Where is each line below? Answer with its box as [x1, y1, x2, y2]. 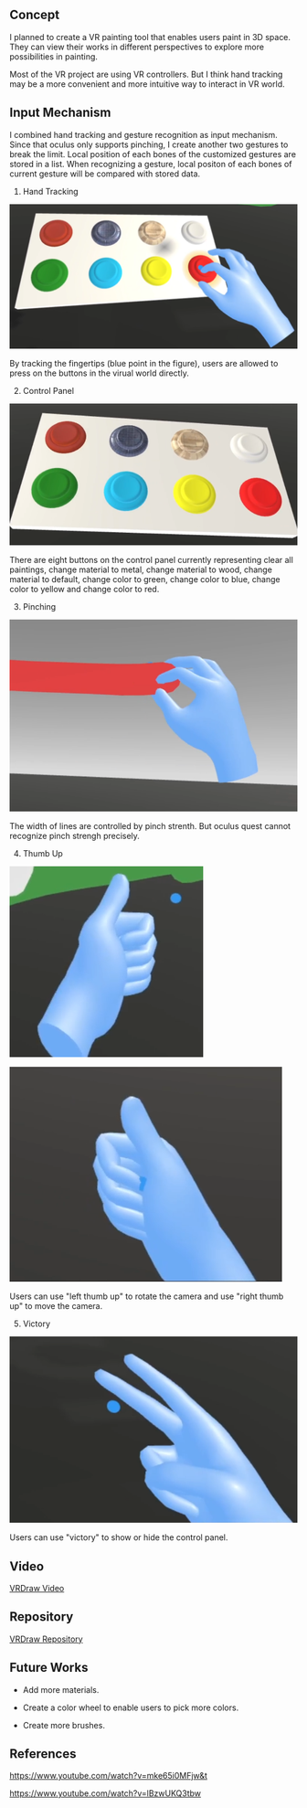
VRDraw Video [9, 1582, 65, 1593]
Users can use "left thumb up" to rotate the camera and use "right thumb [9, 1291, 284, 1302]
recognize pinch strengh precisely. [9, 830, 140, 841]
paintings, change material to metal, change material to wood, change [9, 564, 272, 575]
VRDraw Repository [9, 1633, 84, 1644]
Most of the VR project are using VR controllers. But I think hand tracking [9, 69, 283, 80]
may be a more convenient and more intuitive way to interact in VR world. [9, 78, 285, 90]
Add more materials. [22, 1684, 100, 1695]
